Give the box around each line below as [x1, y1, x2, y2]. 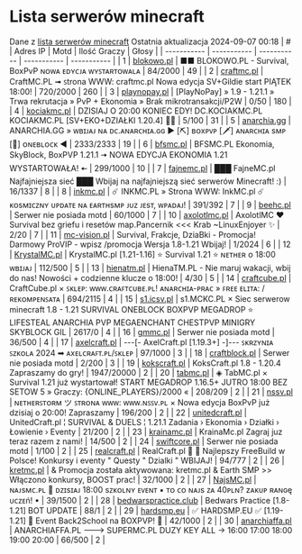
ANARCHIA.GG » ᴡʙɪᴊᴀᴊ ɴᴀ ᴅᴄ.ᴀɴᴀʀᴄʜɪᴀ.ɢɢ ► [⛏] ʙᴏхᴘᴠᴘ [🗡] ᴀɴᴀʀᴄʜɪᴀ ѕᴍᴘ [9, 124, 287, 136]
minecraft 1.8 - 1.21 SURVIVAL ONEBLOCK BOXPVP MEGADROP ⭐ [9, 304, 254, 314]
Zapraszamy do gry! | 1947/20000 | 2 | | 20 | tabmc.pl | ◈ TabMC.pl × [9, 367, 269, 377]
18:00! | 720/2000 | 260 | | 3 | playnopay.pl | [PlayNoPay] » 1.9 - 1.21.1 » [9, 86, 275, 96]
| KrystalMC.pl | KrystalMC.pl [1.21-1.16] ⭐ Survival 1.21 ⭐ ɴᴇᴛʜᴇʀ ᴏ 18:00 [9, 249, 277, 259]
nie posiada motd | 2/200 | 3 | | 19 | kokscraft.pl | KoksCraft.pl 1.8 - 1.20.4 [9, 358, 281, 368]
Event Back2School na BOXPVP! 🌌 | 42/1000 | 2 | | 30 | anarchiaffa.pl [35, 515, 292, 526]
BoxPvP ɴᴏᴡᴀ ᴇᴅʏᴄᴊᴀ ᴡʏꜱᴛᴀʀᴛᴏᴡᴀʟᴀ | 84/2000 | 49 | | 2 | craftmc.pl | [9, 65, 264, 76]
